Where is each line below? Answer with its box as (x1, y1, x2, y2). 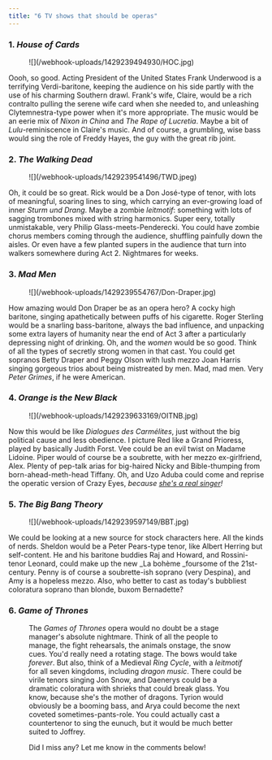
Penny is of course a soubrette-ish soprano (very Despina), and (37, 567, 251, 577)
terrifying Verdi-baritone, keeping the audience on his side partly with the (8, 81, 254, 91)
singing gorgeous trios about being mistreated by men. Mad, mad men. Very (8, 363, 264, 373)
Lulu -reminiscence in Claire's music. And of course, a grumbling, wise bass (8, 124, 261, 134)
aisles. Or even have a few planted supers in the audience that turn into (8, 240, 247, 250)
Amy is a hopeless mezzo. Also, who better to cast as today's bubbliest (8, 576, 247, 586)
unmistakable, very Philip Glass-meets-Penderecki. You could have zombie (8, 223, 260, 232)
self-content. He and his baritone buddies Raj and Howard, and (8, 550, 219, 560)
